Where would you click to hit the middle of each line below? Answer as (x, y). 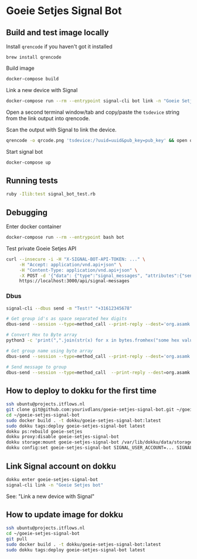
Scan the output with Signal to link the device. (62, 130)
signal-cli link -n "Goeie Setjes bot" (55, 485)
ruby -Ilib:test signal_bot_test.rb (51, 194)
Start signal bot (24, 151)
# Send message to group (36, 367)
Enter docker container (34, 226)
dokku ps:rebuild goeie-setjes (44, 431)
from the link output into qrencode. (48, 118)
